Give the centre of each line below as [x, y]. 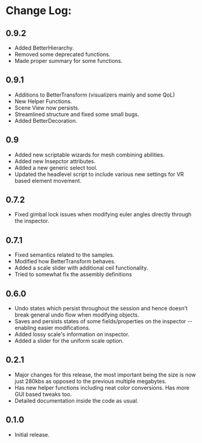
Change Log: [39, 11]
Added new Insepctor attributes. [55, 161]
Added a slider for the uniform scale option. [69, 341]
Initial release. [32, 434]
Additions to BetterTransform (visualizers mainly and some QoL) [95, 95]
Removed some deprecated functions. [62, 54]
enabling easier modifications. [52, 328]
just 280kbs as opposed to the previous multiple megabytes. [90, 381]
